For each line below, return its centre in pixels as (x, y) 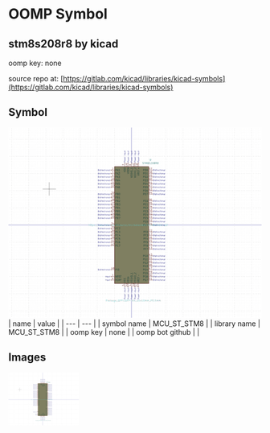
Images (27, 358)
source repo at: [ (36, 78)
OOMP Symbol (58, 14)
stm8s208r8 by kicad (63, 44)
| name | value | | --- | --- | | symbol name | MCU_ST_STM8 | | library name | (135, 324)
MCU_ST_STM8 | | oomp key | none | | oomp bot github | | (104, 332)
